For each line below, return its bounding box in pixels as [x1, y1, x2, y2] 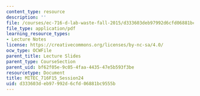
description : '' [6, 14, 46, 20]
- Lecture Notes [6, 36, 46, 42]
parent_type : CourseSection [6, 58, 76, 64]
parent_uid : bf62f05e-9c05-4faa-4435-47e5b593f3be [6, 64, 135, 70]
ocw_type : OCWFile [6, 48, 52, 54]
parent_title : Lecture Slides [6, 53, 82, 59]
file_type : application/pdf [6, 25, 76, 32]
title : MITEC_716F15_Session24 [6, 75, 84, 81]
